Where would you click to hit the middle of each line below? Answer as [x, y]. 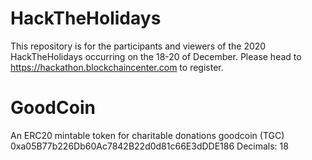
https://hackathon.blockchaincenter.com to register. [117, 67]
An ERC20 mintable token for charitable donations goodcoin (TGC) [147, 135]
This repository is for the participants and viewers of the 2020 [138, 46]
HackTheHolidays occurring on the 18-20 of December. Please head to [156, 56]
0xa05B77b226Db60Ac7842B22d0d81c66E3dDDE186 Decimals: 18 [149, 146]
